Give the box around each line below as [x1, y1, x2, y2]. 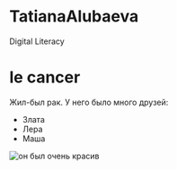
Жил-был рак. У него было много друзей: [9, 97, 169, 107]
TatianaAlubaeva [9, 6, 139, 27]
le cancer [9, 67, 81, 88]
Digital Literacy [9, 36, 65, 47]
